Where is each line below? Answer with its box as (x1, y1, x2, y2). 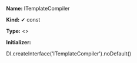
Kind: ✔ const (6, 16, 41, 23)
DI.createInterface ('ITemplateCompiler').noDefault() (6, 50, 132, 57)
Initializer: (6, 39, 31, 45)
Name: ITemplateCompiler (6, 5, 70, 12)
